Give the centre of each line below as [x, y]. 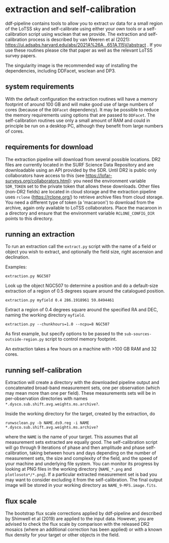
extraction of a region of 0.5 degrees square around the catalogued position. [85, 291]
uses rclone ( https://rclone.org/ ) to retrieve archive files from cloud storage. [85, 197]
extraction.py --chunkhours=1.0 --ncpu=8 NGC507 [57, 324]
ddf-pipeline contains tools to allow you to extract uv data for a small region [84, 23]
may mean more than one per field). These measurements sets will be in [80, 393]
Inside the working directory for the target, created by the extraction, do [80, 414]
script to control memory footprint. [81, 339]
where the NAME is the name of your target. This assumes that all [72, 437]
